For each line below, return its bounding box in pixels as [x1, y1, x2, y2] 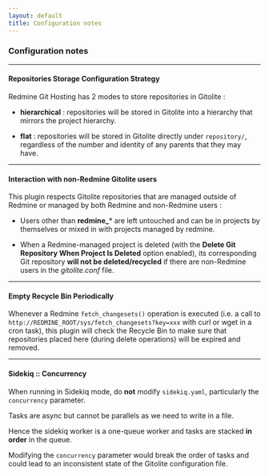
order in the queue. [8, 434, 72, 444]
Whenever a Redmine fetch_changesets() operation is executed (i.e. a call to [8, 309, 261, 318]
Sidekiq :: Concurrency [8, 369, 87, 378]
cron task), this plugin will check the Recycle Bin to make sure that [8, 326, 227, 336]
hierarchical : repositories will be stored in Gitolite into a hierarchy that [19, 107, 253, 117]
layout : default [8, 11, 62, 20]
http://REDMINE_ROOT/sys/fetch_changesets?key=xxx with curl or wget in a [8, 318, 252, 327]
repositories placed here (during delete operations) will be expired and [8, 334, 241, 344]
